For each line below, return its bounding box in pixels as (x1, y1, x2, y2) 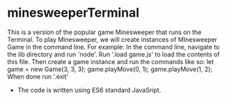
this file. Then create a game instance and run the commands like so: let (7, 57, 214, 65)
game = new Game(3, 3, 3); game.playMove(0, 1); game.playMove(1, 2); (7, 65, 213, 73)
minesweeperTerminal (7, 5, 140, 21)
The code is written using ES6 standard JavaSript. (17, 86, 162, 94)
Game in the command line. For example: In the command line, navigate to (7, 42, 220, 51)
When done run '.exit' (7, 72, 69, 81)
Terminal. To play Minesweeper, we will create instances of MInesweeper (7, 35, 218, 43)
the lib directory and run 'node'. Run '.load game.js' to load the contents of (7, 50, 220, 59)
